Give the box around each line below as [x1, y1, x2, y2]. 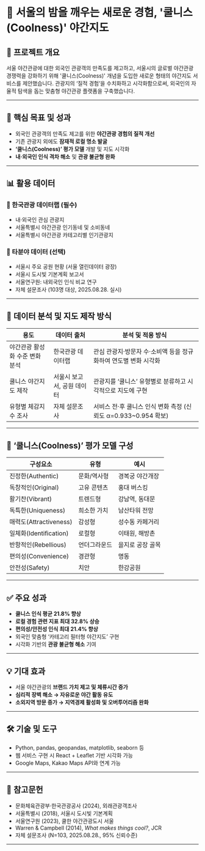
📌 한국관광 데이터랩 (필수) [6, 201, 77, 210]
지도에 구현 [117, 386, 148, 395]
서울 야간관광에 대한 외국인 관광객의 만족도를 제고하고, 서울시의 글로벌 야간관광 [6, 65, 194, 71]
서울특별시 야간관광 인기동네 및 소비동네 [15, 224, 110, 231]
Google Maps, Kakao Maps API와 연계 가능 [15, 759, 121, 767]
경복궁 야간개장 [118, 472, 160, 480]
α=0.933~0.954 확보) [106, 411, 169, 420]
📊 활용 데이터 [6, 178, 56, 189]
